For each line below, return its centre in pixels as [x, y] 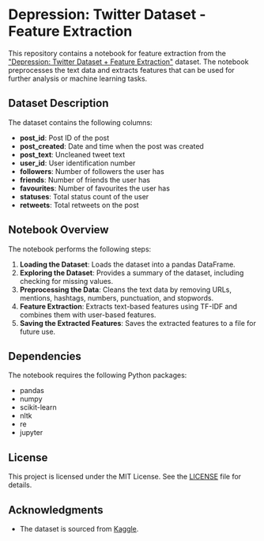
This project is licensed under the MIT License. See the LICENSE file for [125, 477]
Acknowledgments [56, 510]
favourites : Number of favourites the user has [94, 188]
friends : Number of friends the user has [85, 180]
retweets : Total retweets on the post [79, 205]
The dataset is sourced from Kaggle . [79, 529]
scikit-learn [38, 407]
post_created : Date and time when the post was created [111, 146]
